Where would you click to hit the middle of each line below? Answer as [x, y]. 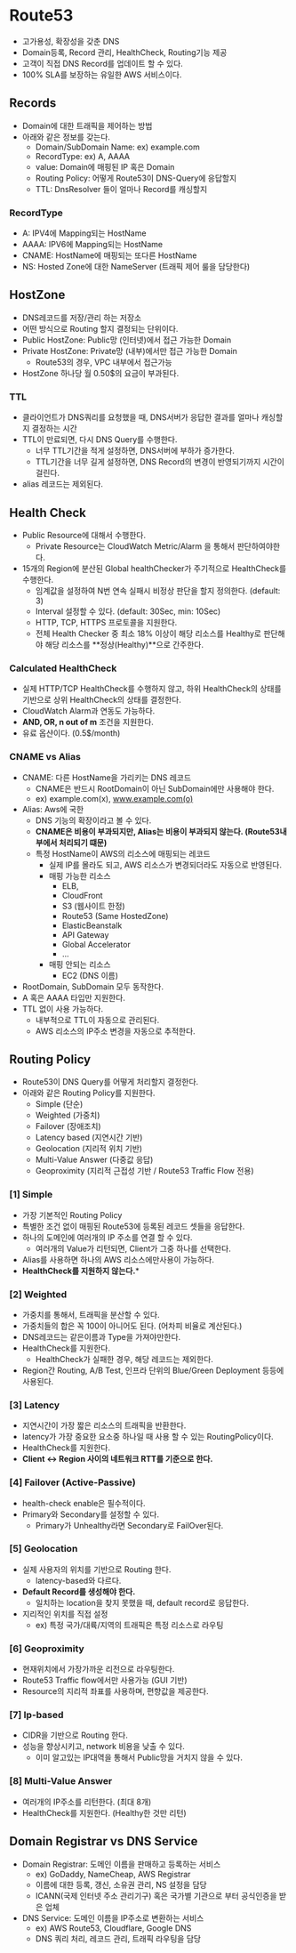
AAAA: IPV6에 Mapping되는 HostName [92, 245]
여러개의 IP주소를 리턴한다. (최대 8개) [87, 1802]
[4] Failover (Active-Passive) [72, 1482]
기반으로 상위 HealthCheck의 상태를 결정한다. [102, 700]
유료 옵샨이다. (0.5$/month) [71, 733]
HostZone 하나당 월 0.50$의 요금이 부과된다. [100, 373]
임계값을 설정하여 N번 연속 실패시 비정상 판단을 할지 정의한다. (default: [158, 590]
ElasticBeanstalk [92, 925]
